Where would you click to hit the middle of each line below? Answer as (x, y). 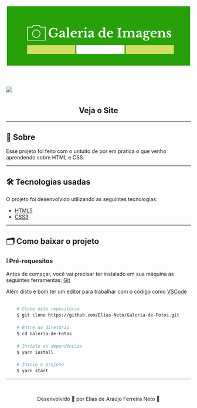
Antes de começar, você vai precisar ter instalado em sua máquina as (90, 274)
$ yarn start (33, 371)
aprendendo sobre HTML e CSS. (45, 157)
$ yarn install (35, 352)
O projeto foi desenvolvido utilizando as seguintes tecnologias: (82, 199)
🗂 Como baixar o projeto (53, 241)
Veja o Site (98, 110)
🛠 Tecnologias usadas (48, 182)
